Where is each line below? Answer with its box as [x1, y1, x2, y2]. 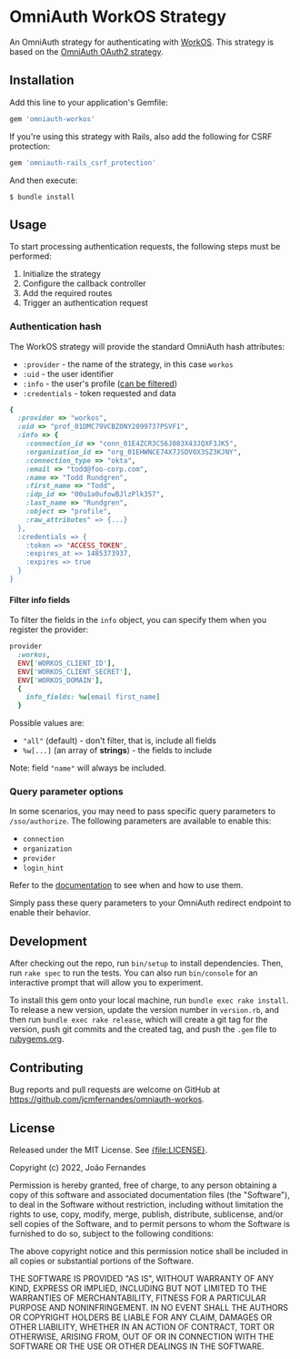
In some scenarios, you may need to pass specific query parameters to [9, 806, 275, 817]
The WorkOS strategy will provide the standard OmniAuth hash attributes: [9, 341, 285, 352]
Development [9, 934, 88, 949]
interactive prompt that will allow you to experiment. [9, 977, 204, 988]
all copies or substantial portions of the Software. [9, 1255, 194, 1266]
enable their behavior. [9, 907, 91, 918]
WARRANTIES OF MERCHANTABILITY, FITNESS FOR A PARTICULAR [9, 1292, 266, 1303]
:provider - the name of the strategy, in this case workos [22, 358, 234, 370]
